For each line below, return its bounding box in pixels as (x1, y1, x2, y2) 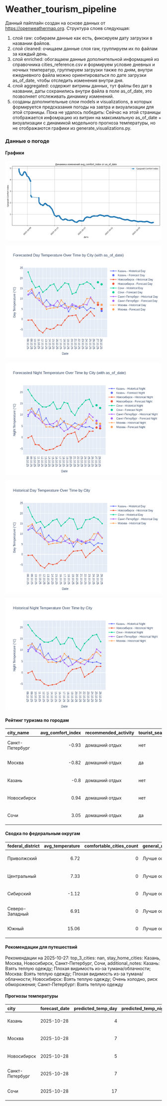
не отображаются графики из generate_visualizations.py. (12, 125, 132, 131)
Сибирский (7, 890, 31, 896)
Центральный (7, 873, 36, 879)
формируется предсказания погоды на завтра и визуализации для (12, 104, 154, 110)
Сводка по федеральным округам (5, 830, 81, 836)
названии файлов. (12, 40, 51, 46)
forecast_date (40, 1005, 70, 1011)
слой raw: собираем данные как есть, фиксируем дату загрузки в (12, 35, 153, 41)
